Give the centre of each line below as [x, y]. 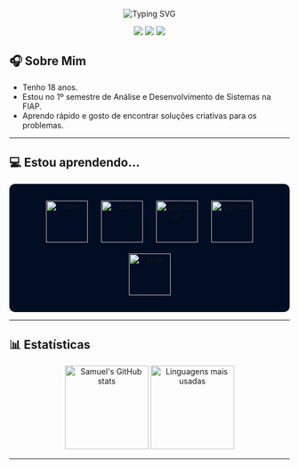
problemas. [43, 125]
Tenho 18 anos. [50, 87]
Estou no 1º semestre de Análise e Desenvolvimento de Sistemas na [146, 96]
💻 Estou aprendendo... [75, 163]
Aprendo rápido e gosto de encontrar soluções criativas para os [139, 115]
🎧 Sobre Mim [48, 61]
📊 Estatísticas [50, 345]
